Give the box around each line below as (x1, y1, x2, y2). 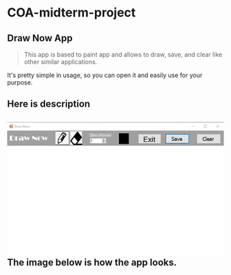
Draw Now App (7, 32, 74, 44)
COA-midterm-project (7, 5, 136, 21)
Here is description (7, 98, 91, 110)
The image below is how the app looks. (7, 256, 177, 269)
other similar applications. (23, 58, 98, 66)
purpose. (7, 78, 33, 87)
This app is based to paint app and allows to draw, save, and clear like (23, 50, 223, 58)
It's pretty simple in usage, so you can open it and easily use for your (7, 71, 203, 79)
